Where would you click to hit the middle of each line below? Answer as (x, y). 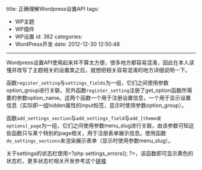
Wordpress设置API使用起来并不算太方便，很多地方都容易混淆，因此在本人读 (100, 62)
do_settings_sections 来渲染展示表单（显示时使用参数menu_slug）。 (90, 141)
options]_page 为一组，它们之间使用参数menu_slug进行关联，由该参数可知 (98, 126)
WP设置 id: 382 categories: (49, 37)
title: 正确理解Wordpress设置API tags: (53, 9)
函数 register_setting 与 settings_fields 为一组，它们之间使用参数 (87, 83)
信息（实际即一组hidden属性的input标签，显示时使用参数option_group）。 (97, 105)
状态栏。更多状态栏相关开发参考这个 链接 (56, 161)
